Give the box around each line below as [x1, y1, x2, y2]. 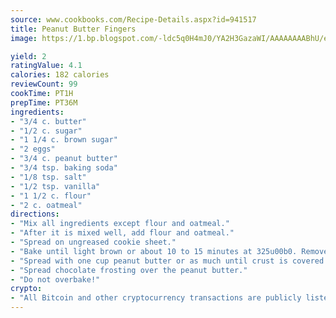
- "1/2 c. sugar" [10, 126, 83, 136]
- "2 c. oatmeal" [10, 200, 83, 210]
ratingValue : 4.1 [10, 61, 83, 71]
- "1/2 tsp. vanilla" [10, 181, 101, 191]
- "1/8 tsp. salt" [10, 172, 87, 182]
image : [10, 33, 38, 43]
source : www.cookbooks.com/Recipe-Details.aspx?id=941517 [10, 14, 257, 25]
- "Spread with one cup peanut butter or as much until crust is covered [10, 256, 325, 266]
